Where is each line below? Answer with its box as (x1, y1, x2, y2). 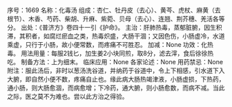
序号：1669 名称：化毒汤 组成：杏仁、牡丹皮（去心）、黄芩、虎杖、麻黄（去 (7, 6, 221, 14)
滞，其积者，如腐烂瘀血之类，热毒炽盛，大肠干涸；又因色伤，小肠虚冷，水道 (7, 32, 225, 40)
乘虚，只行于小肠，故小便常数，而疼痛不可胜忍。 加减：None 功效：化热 (7, 41, 214, 48)
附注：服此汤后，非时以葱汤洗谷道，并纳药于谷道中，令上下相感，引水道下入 (7, 66, 225, 75)
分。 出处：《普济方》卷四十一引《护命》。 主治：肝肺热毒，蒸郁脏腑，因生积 (7, 23, 222, 31)
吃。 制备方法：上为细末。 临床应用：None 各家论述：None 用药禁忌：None (7, 58, 223, 66)
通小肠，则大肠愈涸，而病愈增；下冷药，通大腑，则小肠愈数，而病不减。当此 (7, 84, 225, 92)
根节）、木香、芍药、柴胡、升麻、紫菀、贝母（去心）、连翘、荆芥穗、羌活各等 (7, 14, 225, 23)
